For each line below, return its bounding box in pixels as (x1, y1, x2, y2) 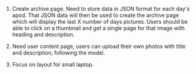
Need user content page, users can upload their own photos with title (12, 42, 186, 50)
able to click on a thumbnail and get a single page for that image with (12, 24, 185, 32)
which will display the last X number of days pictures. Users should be (12, 18, 188, 25)
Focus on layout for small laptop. (12, 61, 94, 68)
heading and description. (12, 31, 75, 38)
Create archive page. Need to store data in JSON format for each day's (12, 5, 190, 12)
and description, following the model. (12, 49, 106, 56)
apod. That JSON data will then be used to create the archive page (12, 12, 179, 19)
